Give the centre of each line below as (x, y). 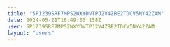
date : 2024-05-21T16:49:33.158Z (54, 20)
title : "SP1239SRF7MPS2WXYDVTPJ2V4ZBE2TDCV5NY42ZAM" (86, 13)
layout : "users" (31, 33)
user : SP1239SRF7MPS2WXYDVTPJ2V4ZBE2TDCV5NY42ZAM (81, 26)
